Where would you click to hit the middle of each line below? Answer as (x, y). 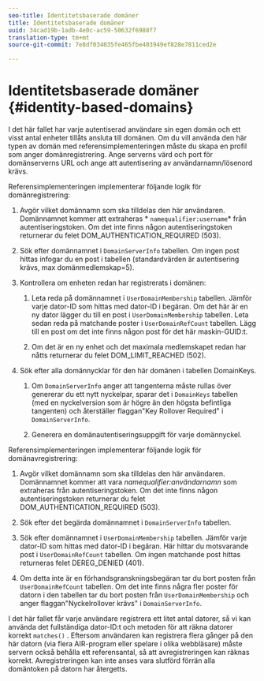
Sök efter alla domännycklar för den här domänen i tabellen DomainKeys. (138, 371)
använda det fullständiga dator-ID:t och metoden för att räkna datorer (121, 627)
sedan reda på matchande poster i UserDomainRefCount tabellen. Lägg (144, 324)
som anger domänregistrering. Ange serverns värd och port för (111, 155)
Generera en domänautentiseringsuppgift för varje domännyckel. (136, 435)
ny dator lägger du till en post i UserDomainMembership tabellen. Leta (140, 315)
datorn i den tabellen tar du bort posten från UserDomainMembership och (134, 595)
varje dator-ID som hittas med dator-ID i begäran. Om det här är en (139, 307)
